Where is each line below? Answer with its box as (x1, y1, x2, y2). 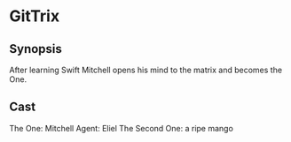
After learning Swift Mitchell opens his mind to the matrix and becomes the (9, 64, 282, 75)
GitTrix (9, 6, 60, 26)
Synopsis (9, 41, 62, 56)
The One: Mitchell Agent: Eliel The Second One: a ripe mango (9, 123, 233, 133)
